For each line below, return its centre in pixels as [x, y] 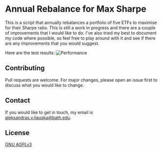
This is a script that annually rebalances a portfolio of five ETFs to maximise [81, 22]
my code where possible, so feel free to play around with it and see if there [80, 38]
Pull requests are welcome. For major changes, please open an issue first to [81, 80]
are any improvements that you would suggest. [52, 43]
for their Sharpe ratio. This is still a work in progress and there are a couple [80, 27]
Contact [18, 100]
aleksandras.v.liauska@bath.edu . [38, 117]
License [17, 133]
